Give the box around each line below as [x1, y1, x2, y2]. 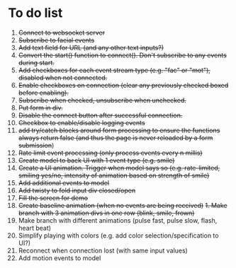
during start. [18, 58, 55, 66]
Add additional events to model [18, 178, 110, 187]
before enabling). [18, 88, 69, 97]
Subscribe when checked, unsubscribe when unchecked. [18, 95, 186, 104]
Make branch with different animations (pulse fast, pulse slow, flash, [18, 216, 218, 224]
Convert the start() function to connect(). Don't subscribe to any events [18, 51, 227, 59]
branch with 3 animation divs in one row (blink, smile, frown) [18, 209, 195, 217]
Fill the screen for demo [18, 193, 88, 202]
